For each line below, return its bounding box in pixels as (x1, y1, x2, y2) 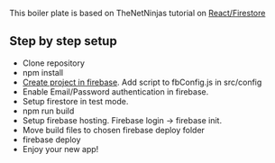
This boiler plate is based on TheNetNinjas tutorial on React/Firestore (9, 8, 266, 18)
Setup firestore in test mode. (22, 95, 129, 106)
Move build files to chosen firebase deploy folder (22, 124, 206, 135)
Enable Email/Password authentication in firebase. (22, 86, 209, 97)
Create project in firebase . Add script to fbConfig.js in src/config (22, 77, 262, 87)
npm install (22, 67, 64, 77)
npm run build (22, 105, 75, 116)
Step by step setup (9, 33, 117, 49)
